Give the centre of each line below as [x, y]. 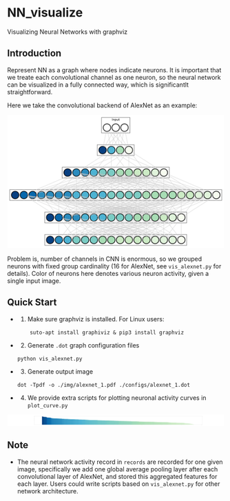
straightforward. [30, 92]
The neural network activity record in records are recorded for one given [120, 462]
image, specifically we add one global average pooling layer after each [117, 469]
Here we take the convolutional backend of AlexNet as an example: [102, 105]
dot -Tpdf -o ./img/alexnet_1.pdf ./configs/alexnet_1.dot [104, 385]
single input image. [34, 281]
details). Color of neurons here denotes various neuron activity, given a [108, 273]
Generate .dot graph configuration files [83, 345]
